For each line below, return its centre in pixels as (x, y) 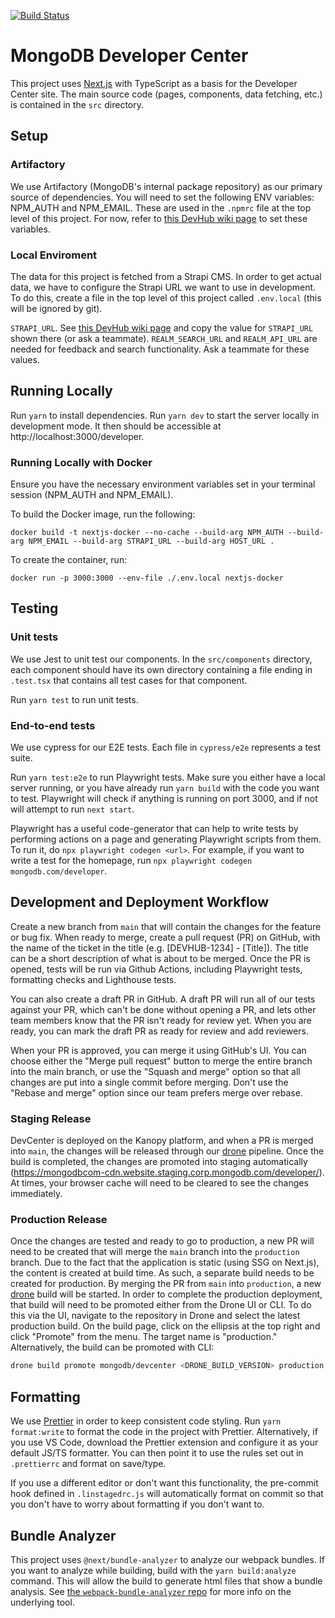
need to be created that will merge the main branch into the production (155, 1252)
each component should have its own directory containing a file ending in (161, 669)
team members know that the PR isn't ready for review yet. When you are (161, 1020)
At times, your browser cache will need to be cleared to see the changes (159, 1183)
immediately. (36, 1194)
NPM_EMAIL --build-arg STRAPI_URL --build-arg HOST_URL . (151, 541)
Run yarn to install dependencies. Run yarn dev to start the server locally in (165, 415)
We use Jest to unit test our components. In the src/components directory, (161, 659)
